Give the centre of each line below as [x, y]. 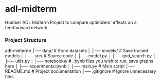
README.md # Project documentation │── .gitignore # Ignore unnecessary [81, 71]
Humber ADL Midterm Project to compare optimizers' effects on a [71, 22]
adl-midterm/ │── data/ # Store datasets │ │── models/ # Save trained [77, 51]
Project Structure [26, 40]
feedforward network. [27, 27]
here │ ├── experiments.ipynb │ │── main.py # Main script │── [70, 66]
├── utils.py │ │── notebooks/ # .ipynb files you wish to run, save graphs [79, 61]
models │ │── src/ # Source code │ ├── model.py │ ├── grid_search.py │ [80, 56]
